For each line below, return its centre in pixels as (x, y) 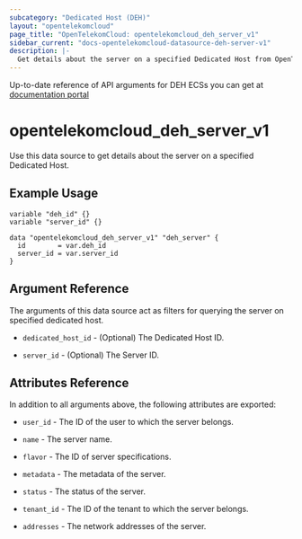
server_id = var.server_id (68, 253)
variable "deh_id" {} (50, 214)
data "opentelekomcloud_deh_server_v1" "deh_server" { (114, 238)
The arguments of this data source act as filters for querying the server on (147, 310)
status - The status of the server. (84, 491)
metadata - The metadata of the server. (94, 474)
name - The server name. (67, 439)
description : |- (40, 51)
